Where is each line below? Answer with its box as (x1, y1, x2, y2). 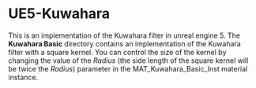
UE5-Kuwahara (8, 5, 111, 23)
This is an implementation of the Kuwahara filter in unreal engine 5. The (8, 31, 241, 40)
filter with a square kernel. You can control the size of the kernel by (8, 47, 227, 57)
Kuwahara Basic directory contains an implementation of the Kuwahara (8, 38, 241, 48)
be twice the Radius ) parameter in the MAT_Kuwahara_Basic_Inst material (8, 64, 248, 73)
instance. (8, 72, 39, 82)
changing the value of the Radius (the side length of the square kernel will (8, 56, 249, 65)
